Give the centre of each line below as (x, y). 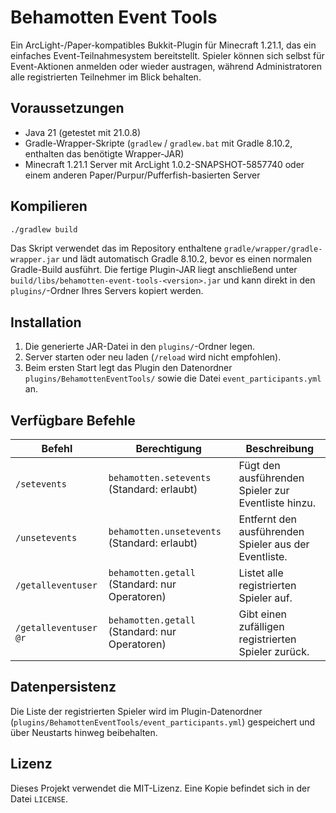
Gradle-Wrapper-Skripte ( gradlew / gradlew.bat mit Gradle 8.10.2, (158, 143)
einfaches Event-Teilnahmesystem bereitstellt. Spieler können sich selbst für (167, 55)
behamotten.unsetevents (165, 532)
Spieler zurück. (274, 652)
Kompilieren (49, 206)
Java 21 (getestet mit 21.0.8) (83, 132)
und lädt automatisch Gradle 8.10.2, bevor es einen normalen (186, 259)
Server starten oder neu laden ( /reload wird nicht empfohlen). (153, 357)
